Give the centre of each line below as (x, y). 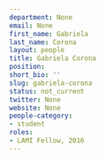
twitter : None (35, 99)
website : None (35, 108)
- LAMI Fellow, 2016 (47, 140)
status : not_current (47, 91)
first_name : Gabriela (49, 34)
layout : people (37, 50)
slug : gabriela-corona (51, 83)
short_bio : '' (35, 75)
